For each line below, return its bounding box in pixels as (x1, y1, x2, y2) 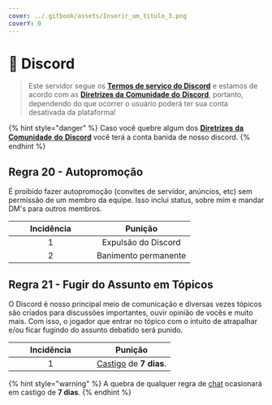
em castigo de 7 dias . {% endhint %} (8, 387, 132, 398)
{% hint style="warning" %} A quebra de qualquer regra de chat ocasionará (8, 379, 262, 389)
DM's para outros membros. (8, 204, 103, 213)
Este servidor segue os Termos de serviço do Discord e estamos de (28, 81, 258, 91)
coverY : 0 (8, 19, 42, 28)
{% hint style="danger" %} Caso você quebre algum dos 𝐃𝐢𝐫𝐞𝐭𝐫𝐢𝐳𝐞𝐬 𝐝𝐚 (8, 123, 244, 133)
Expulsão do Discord (101, 237, 181, 248)
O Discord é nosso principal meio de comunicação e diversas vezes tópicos (8, 299, 262, 309)
